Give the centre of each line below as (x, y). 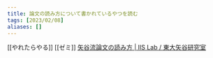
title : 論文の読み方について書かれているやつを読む (73, 14)
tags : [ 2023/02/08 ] (36, 20)
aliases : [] (24, 27)
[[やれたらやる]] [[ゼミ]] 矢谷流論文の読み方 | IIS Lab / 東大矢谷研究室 (106, 48)
